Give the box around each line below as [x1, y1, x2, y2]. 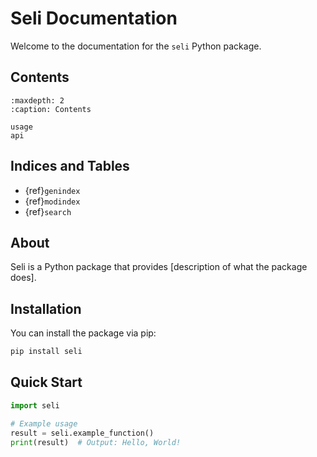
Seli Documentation [10, 7, 178, 30]
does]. [10, 272, 37, 284]
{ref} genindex [24, 184, 81, 196]
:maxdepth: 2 [10, 95, 65, 106]
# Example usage [10, 418, 78, 429]
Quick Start [10, 374, 83, 391]
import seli [10, 400, 60, 411]
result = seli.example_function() [10, 428, 155, 438]
